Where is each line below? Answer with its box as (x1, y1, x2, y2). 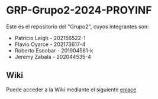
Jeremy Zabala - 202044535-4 (14, 53, 92, 60)
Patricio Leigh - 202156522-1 (14, 34, 86, 41)
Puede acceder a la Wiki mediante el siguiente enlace (6, 86, 137, 93)
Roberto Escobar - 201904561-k (14, 47, 93, 54)
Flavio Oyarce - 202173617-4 (14, 41, 86, 48)
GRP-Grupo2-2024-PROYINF (6, 4, 152, 17)
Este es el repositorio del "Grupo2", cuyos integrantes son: (6, 23, 149, 30)
